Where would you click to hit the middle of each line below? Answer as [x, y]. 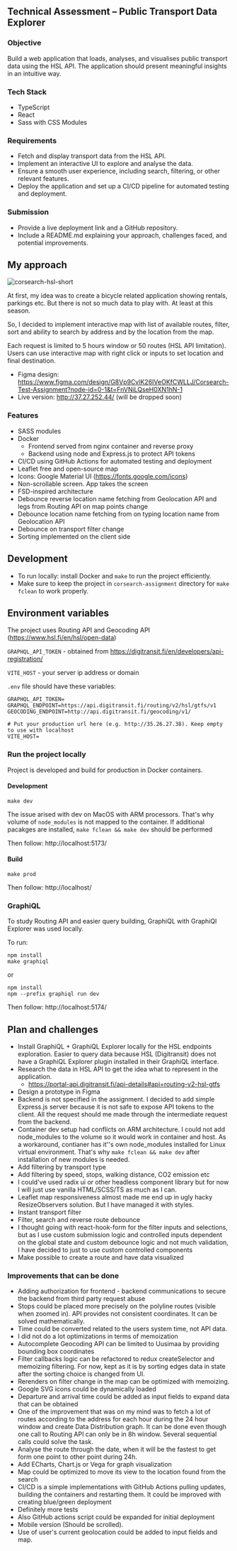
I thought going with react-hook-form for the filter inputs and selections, [122, 1227]
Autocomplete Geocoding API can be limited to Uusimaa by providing [118, 1344]
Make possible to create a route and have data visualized [100, 1258]
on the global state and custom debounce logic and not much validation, [123, 1243]
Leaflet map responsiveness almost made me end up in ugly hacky [115, 1197]
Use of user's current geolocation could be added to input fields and [117, 1532]
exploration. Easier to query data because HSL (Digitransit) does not [117, 1054]
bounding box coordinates [56, 1351]
